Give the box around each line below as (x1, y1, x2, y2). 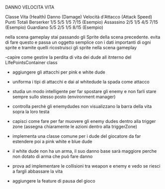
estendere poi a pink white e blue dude (12, 139, 92, 144)
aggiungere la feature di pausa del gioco (12, 178, 95, 184)
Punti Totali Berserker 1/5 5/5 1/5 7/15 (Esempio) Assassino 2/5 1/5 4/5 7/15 (5, 19, 158, 25)
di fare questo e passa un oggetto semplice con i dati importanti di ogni (5, 39, 151, 45)
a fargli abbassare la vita (12, 169, 63, 174)
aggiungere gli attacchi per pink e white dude (12, 69, 105, 75)
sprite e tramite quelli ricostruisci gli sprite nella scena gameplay (5, 45, 137, 50)
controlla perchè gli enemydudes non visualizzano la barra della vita (12, 103, 152, 109)
